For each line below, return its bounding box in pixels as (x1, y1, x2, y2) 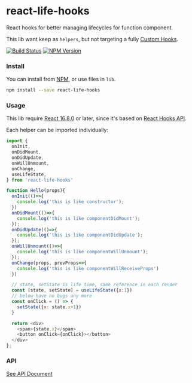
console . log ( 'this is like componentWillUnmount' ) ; (17, 249, 148, 255)
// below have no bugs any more (11, 293, 93, 299)
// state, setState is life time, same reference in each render (11, 282, 178, 288)
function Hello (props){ (6, 188, 66, 194)
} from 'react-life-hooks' (6, 177, 74, 183)
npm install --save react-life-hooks (6, 87, 100, 93)
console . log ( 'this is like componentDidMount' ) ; (17, 215, 141, 222)
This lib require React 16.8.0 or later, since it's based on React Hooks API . (6, 115, 187, 122)
